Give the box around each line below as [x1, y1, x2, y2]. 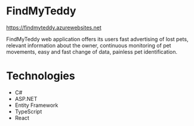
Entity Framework [14, 102, 58, 109]
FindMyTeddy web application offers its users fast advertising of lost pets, [6, 35, 189, 42]
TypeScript [14, 107, 42, 115]
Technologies [6, 69, 76, 83]
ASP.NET [14, 95, 38, 102]
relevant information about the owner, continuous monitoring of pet [6, 42, 171, 49]
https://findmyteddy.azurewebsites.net [6, 24, 101, 31]
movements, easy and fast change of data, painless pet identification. [6, 48, 178, 55]
